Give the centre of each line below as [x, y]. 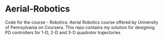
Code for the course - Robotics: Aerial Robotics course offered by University [82, 22]
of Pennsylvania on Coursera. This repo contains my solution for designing [80, 27]
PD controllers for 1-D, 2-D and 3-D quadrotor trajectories [63, 32]
